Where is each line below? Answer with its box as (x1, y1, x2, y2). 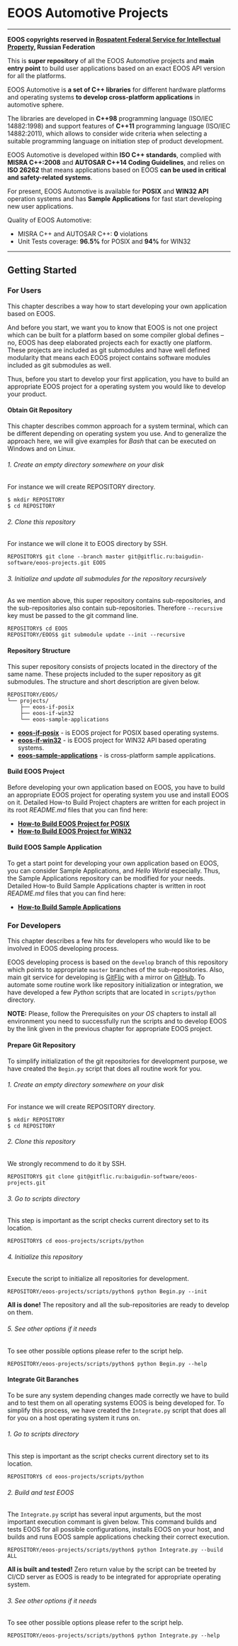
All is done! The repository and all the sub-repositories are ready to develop (7, 1301, 229, 1309)
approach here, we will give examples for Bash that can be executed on (7, 437, 217, 445)
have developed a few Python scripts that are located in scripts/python (7, 988, 216, 997)
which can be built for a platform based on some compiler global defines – (7, 330, 225, 339)
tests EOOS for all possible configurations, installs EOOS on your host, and (7, 1525, 225, 1534)
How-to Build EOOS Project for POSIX (17, 819, 130, 828)
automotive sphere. (7, 100, 64, 109)
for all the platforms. (7, 71, 67, 80)
